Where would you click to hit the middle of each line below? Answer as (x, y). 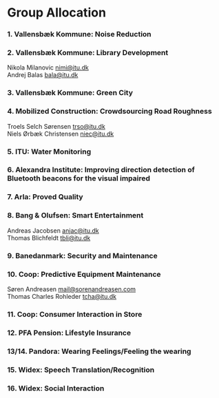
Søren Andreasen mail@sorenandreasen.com (72, 289)
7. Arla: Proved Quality (45, 197)
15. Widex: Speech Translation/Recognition (81, 370)
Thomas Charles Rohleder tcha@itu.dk (62, 296)
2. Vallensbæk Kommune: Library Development (88, 53)
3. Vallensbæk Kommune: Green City (70, 93)
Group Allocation (57, 13)
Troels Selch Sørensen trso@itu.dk (56, 126)
